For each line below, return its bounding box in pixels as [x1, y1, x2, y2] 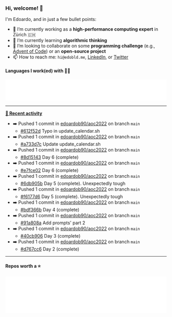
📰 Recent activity [5, 110, 42, 117]
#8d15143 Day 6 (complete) [20, 154, 79, 160]
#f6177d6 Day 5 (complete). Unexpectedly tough [20, 194, 123, 200]
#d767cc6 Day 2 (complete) [20, 246, 79, 252]
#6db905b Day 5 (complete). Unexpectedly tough [20, 180, 126, 186]
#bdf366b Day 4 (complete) [20, 207, 80, 213]
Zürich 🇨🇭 [12, 32, 36, 38]
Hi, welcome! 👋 [5, 5, 44, 12]
